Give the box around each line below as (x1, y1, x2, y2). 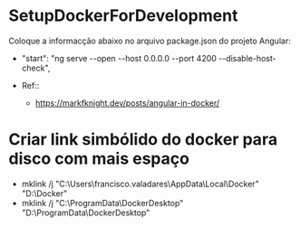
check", (21, 62, 51, 73)
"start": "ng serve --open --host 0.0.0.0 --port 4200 (21, 52, 217, 63)
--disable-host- (218, 52, 277, 63)
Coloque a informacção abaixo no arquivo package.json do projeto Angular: (8, 35, 291, 46)
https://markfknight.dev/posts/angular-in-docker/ (34, 97, 220, 109)
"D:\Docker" (21, 187, 68, 199)
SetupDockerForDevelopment (8, 5, 238, 26)
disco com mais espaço (8, 148, 189, 169)
